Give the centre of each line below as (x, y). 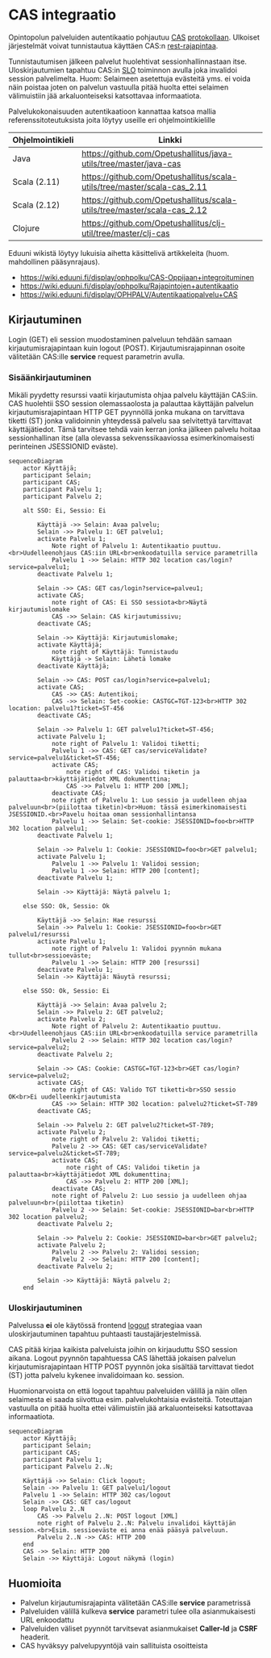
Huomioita (35, 1583)
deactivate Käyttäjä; (74, 666)
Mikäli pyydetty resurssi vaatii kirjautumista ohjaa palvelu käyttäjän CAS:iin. (133, 395)
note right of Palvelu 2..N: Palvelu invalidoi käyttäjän (137, 1523)
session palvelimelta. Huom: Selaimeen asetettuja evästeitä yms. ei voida (130, 78)
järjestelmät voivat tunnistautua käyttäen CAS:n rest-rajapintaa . (113, 45)
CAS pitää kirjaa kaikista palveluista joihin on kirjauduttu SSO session (123, 1350)
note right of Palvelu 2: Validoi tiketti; (125, 1140)
